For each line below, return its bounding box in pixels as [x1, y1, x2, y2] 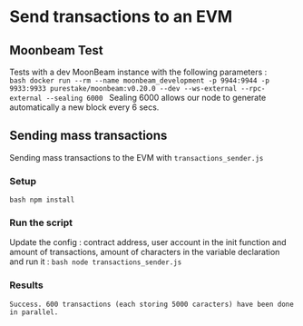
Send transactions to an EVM [9, 6, 233, 27]
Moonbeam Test [9, 43, 104, 58]
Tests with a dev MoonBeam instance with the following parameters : [9, 66, 268, 77]
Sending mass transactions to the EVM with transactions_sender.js [9, 152, 264, 163]
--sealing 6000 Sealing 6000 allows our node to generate [45, 93, 267, 103]
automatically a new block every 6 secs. [9, 102, 160, 113]
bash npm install [9, 195, 75, 205]
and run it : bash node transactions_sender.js [9, 256, 182, 267]
